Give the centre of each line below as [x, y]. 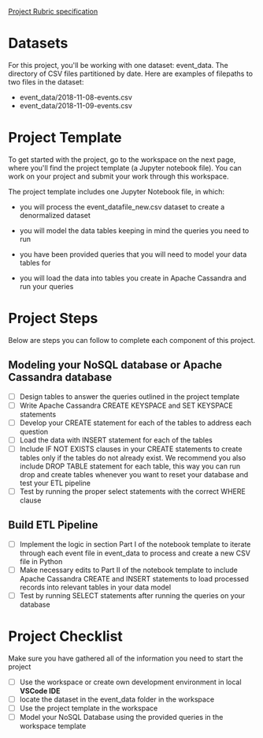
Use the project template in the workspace [89, 708]
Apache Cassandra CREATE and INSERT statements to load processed [134, 578]
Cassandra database [60, 377]
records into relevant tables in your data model [95, 587]
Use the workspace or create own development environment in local [130, 682]
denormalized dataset [55, 215]
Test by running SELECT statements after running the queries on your [132, 595]
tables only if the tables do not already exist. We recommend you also [133, 457]
